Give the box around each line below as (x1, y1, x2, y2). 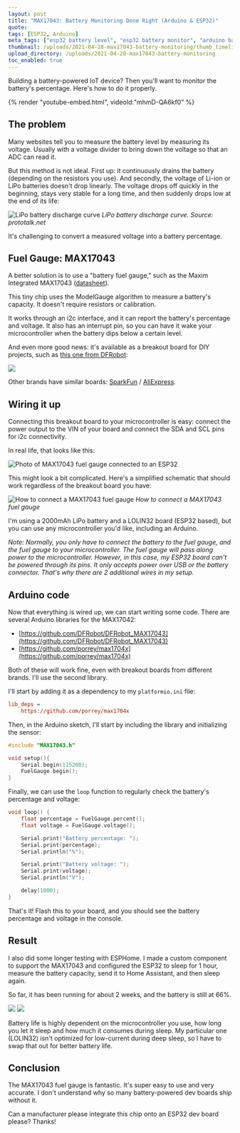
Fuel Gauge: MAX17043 (8, 252, 116, 264)
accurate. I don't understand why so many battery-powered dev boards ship (8, 1088, 232, 1097)
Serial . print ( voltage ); (21, 867, 92, 875)
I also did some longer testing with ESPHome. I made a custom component (8, 953, 227, 962)
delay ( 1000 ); (21, 887, 60, 894)
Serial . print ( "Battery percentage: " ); (21, 834, 140, 842)
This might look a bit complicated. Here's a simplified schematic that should (8, 474, 231, 482)
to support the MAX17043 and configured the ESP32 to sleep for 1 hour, (8, 961, 219, 970)
